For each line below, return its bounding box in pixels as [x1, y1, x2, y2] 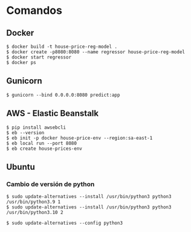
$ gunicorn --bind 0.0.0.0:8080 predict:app [6, 92, 120, 98]
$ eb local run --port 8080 [6, 140, 77, 146]
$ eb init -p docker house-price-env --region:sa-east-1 [6, 135, 153, 141]
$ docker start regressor [6, 54, 71, 60]
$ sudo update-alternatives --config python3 [6, 220, 123, 227]
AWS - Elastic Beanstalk [6, 108, 99, 118]
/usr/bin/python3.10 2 [6, 210, 63, 216]
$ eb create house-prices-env [6, 146, 83, 152]
